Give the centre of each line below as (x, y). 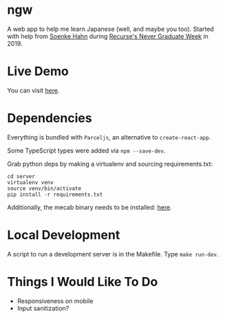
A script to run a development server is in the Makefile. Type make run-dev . (113, 254)
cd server (21, 176)
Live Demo (38, 71)
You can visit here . (33, 90)
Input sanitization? (43, 308)
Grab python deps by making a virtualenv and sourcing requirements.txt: (110, 164)
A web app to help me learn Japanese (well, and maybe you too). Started (111, 29)
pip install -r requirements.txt (55, 195)
